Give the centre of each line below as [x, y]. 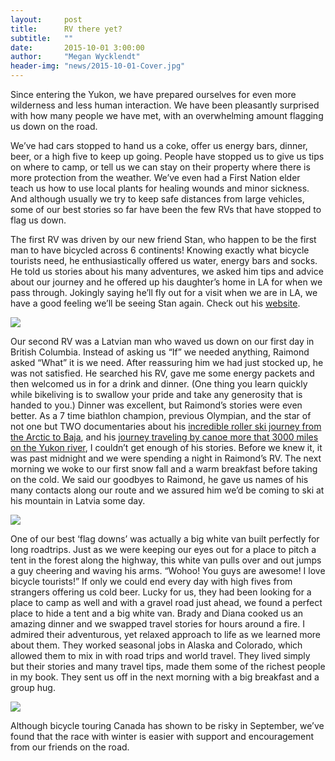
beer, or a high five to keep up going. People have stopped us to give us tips [167, 156]
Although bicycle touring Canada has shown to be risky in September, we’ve [167, 725]
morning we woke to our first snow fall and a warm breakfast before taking [164, 469]
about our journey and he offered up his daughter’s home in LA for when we [166, 282]
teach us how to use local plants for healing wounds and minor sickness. [160, 188]
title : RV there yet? [66, 29]
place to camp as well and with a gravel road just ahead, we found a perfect [166, 602]
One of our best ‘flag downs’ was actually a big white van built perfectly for [165, 539]
